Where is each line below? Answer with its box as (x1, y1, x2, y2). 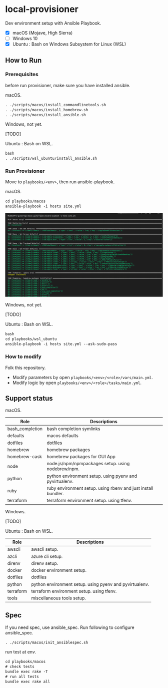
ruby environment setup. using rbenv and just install (46, 485, 153, 491)
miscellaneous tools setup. (31, 595, 86, 601)
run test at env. (5, 648, 36, 654)
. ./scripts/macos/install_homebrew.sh (5, 107, 88, 112)
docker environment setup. (31, 567, 86, 573)
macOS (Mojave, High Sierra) (12, 30, 73, 36)
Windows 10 (12, 36, 38, 41)
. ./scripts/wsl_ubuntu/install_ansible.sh (5, 156, 97, 161)
